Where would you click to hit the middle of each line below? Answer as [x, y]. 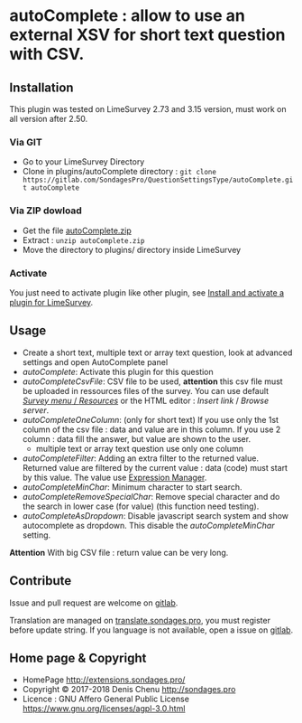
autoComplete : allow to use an [128, 16]
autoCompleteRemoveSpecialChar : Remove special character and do [151, 496]
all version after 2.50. [49, 119]
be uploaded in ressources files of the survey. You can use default [145, 390]
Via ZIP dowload [46, 211]
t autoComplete [51, 188]
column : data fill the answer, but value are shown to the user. [136, 438]
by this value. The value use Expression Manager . [114, 477]
